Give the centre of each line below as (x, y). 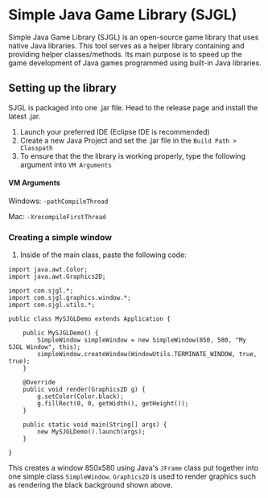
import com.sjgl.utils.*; (52, 305)
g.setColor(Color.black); (81, 396)
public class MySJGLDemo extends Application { (90, 319)
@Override (39, 383)
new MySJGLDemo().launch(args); (92, 432)
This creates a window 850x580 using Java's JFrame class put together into (134, 468)
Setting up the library (62, 88)
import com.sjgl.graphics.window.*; (70, 298)
